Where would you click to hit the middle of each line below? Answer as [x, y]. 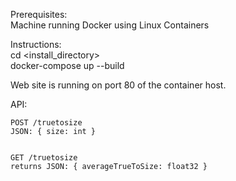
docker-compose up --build [67, 65]
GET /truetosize [44, 158]
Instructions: [36, 44]
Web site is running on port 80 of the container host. [118, 85]
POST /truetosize [46, 123]
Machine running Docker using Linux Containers [110, 25]
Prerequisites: [39, 14]
